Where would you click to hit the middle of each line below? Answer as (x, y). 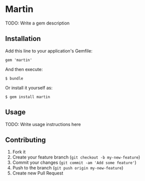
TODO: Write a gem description (37, 23)
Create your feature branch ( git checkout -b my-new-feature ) (76, 157)
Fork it (19, 152)
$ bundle (14, 78)
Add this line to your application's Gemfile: (49, 50)
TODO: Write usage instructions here (43, 124)
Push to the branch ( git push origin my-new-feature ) (68, 168)
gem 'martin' (19, 60)
